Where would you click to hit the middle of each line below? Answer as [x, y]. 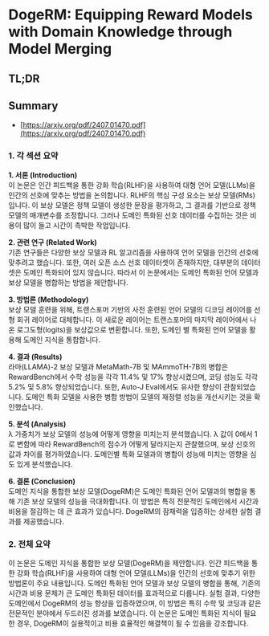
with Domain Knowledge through [120, 32]
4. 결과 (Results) [35, 357]
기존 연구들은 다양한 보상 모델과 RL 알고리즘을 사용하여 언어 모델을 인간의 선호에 [134, 252]
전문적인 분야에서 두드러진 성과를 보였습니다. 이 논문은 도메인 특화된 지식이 [125, 613]
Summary [33, 106]
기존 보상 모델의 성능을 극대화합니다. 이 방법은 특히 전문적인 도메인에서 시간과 [138, 501]
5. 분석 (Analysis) [37, 424]
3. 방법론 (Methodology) [49, 300]
